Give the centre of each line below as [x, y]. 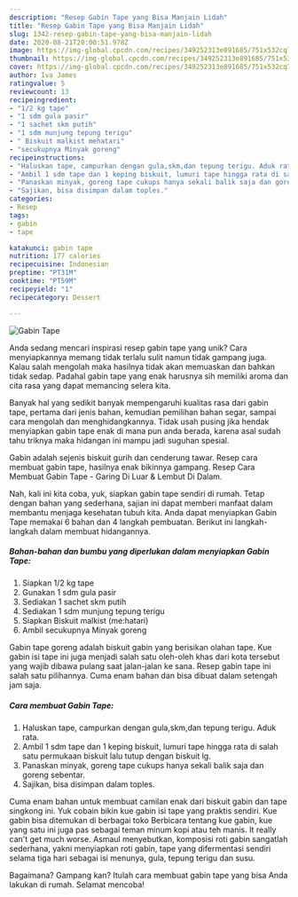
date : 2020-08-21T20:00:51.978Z [69, 42]
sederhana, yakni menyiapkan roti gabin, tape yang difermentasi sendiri [140, 849]
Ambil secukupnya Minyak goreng [84, 630]
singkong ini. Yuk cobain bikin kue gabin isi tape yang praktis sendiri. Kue [143, 811]
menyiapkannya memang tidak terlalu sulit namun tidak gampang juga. [138, 357]
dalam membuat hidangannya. [95, 531]
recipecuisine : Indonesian [59, 264]
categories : [31, 199]
